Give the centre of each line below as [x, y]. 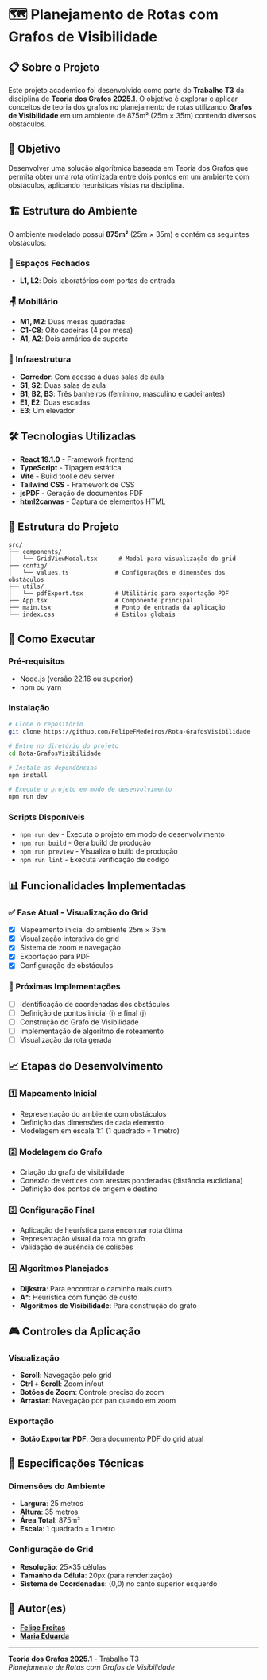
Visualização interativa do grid [69, 939]
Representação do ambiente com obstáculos [93, 1113]
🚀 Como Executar [52, 639]
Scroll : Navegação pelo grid [66, 1376]
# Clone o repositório [46, 724]
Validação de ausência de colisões [76, 1247]
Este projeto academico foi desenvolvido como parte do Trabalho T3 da [126, 90]
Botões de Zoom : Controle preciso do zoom [92, 1392]
